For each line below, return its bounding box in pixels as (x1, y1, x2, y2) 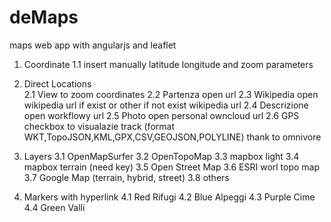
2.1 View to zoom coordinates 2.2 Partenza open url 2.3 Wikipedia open (23, 88, 319, 100)
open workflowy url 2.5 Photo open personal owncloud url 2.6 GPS (23, 109, 300, 121)
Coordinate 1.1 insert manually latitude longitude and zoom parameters (23, 58, 314, 70)
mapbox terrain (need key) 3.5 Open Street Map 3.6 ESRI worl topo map (23, 161, 321, 173)
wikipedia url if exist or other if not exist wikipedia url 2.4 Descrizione (23, 99, 309, 111)
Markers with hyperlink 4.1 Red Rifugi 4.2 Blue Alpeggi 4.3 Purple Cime (23, 191, 316, 203)
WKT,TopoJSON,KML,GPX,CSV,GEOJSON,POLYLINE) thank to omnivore (23, 131, 322, 143)
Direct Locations (23, 77, 92, 90)
